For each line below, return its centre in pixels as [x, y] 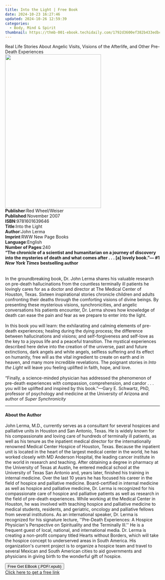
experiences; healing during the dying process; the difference [81, 331]
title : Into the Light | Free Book [41, 10]
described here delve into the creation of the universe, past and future [76, 347]
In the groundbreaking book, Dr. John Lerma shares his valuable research [80, 279]
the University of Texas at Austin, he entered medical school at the [72, 467]
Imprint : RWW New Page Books [37, 237]
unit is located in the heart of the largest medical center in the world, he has [82, 452]
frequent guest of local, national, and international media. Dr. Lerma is [76, 530]
